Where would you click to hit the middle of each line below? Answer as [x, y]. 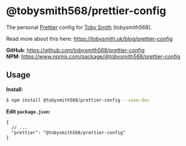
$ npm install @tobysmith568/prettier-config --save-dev [78, 100]
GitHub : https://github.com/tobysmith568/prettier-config [76, 50]
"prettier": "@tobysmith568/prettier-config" [69, 132]
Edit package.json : [28, 111]
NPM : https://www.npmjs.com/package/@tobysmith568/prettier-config [93, 56]
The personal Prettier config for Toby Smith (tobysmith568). [79, 27]
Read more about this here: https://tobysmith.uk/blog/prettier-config [89, 38]
